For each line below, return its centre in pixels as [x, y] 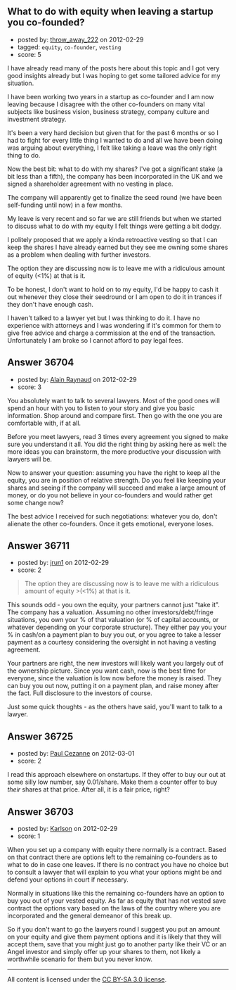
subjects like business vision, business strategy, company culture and [108, 111]
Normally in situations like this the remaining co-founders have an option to [116, 894]
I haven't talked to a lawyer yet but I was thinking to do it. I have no [104, 318]
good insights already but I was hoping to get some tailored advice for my [114, 75]
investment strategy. [37, 119]
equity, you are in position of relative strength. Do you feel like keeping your [117, 480]
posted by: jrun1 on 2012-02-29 [63, 563]
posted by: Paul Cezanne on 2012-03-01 [76, 754]
